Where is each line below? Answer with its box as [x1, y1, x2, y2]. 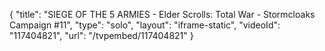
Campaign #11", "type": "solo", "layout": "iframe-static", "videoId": [9, 19, 281, 31]
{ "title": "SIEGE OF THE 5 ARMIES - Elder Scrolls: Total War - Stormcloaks [9, 9, 316, 20]
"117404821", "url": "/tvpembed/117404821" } [9, 30, 194, 41]
